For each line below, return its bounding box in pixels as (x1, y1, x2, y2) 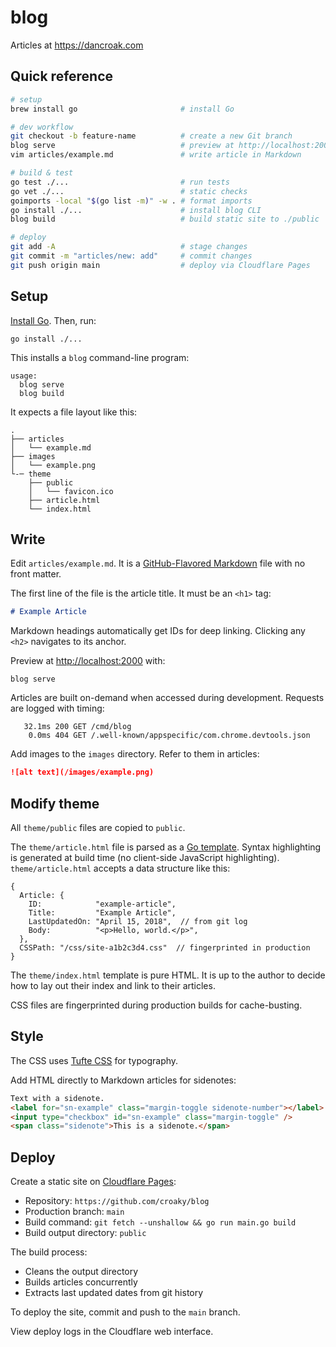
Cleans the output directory (24, 1266, 139, 1278)
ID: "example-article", (28, 899, 177, 909)
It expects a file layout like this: (10, 406, 138, 418)
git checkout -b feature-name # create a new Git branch (10, 131, 293, 141)
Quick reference (10, 68, 114, 85)
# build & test (10, 168, 74, 178)
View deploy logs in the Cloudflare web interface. (10, 1326, 214, 1338)
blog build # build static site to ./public (10, 214, 320, 225)
